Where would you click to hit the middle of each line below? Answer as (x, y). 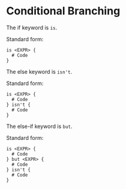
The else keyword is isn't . (39, 71)
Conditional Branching (63, 11)
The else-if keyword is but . (39, 126)
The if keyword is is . (32, 28)
